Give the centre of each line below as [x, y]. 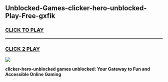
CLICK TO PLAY [24, 30]
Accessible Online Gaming [33, 74]
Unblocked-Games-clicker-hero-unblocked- [76, 8]
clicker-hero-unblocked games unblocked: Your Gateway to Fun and [78, 69]
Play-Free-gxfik [30, 16]
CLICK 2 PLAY [22, 49]
